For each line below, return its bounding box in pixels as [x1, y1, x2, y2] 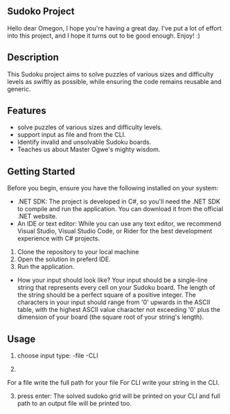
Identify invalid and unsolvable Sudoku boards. [17, 138, 152, 147]
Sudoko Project [7, 6, 75, 17]
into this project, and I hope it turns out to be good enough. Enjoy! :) [7, 31, 201, 40]
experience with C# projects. [17, 234, 100, 242]
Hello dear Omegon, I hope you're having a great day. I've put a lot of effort [7, 24, 222, 32]
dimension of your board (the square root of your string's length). [17, 313, 204, 322]
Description [7, 51, 59, 63]
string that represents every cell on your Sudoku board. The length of [17, 283, 215, 292]
